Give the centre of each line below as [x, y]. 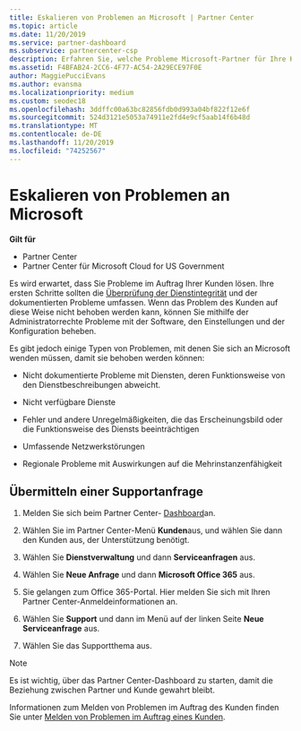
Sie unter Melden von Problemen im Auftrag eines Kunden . [117, 717]
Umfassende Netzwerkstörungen [83, 446]
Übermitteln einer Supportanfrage [106, 491]
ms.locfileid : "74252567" [57, 150]
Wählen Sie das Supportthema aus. [87, 646]
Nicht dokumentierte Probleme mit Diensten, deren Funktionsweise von [154, 375]
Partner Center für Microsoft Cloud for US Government [123, 266]
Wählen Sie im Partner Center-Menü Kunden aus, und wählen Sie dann [152, 530]
